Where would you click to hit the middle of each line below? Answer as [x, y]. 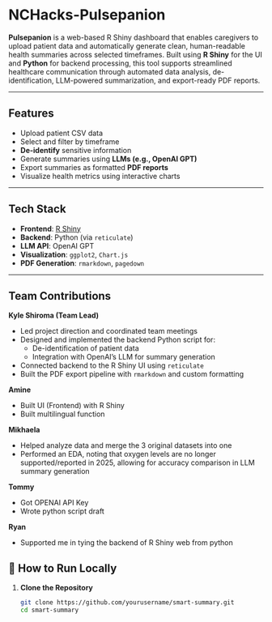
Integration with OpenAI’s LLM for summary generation [124, 357]
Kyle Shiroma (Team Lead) [54, 315]
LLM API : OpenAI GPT [57, 245]
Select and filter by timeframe [70, 141]
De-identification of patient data [85, 348]
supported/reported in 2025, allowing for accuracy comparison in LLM [137, 462]
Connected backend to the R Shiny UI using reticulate [112, 365]
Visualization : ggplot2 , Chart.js [74, 254]
